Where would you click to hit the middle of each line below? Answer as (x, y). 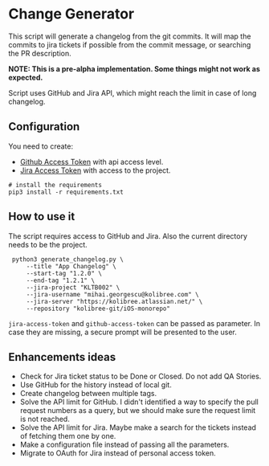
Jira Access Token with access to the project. (95, 170)
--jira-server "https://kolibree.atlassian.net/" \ (114, 301)
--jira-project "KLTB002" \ (73, 287)
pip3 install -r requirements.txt (66, 192)
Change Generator (71, 14)
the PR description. (40, 53)
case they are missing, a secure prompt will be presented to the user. (122, 332)
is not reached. (45, 419)
